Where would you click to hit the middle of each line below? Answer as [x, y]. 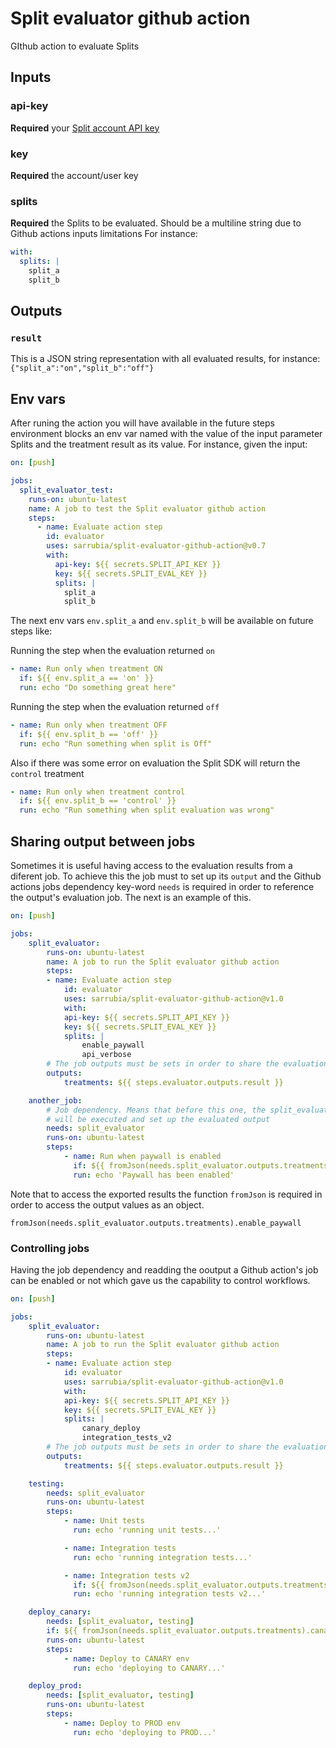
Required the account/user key [74, 175]
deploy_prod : [55, 1686]
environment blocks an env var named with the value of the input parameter [166, 434]
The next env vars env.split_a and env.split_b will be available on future [162, 621]
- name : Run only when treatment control [98, 792]
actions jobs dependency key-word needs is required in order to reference [162, 887]
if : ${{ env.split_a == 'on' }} [87, 678]
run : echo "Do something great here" [98, 688]
